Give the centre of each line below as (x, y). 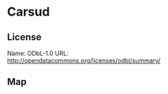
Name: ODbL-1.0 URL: (38, 53)
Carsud (28, 12)
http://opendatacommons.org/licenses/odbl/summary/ (84, 61)
